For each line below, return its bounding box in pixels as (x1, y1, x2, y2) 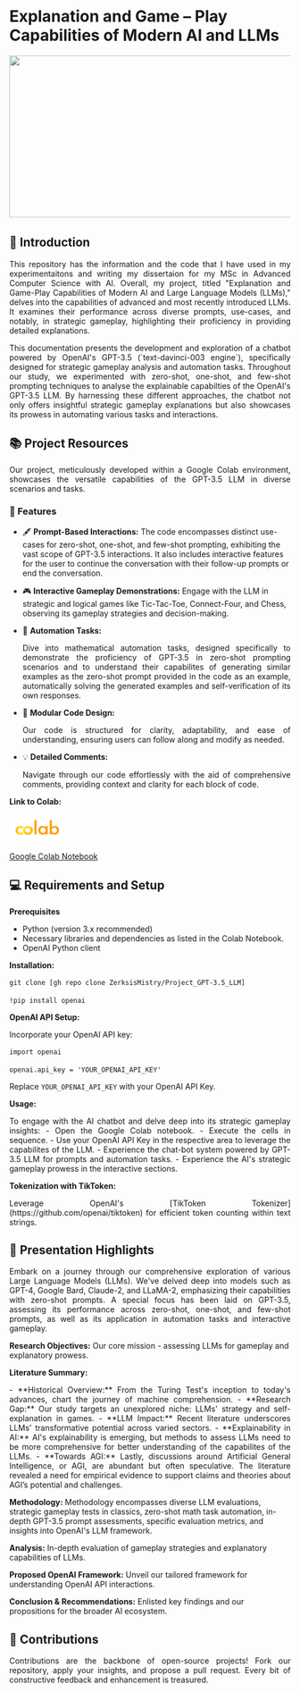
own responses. (21, 690, 82, 701)
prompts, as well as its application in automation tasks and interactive (9, 1314, 291, 1325)
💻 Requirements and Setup (9, 878, 165, 893)
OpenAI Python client (21, 942, 101, 953)
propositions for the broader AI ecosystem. (9, 1606, 168, 1617)
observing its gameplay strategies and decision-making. (21, 608, 229, 619)
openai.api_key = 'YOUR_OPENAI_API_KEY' (9, 1065, 162, 1074)
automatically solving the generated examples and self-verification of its (21, 680, 291, 691)
